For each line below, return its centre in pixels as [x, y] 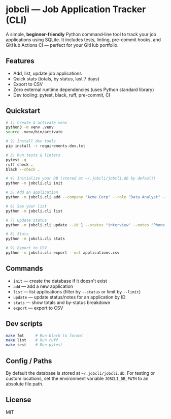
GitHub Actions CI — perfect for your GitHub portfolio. [62, 45]
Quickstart [23, 111]
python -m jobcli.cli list [34, 211]
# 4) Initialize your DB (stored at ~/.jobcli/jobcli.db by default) [81, 178]
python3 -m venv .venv [30, 127]
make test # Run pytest [34, 345]
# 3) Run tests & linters [33, 155]
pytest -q [16, 160]
